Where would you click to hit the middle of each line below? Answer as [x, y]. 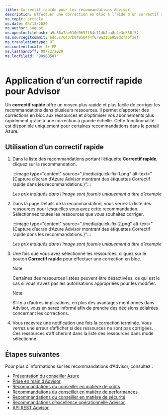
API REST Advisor [31, 408]
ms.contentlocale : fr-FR [31, 47]
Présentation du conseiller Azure [46, 376]
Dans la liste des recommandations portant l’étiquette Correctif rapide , [85, 159]
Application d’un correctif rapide [74, 81]
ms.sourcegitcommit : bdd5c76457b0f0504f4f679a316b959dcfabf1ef [72, 38]
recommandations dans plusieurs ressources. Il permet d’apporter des [77, 110]
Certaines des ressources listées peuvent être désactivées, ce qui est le [86, 278]
